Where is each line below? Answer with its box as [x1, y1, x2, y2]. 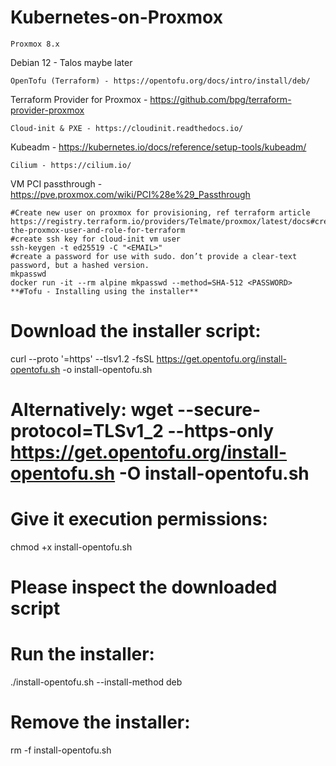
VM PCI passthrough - [10, 177, 103, 190]
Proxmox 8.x [10, 39, 60, 49]
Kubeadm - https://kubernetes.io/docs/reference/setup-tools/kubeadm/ [10, 141, 307, 153]
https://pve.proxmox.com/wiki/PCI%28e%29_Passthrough [10, 188, 251, 200]
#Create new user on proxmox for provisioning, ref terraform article [10, 207, 311, 218]
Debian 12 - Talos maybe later [10, 56, 133, 68]
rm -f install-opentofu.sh [10, 744, 112, 756]
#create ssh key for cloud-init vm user [10, 234, 182, 244]
